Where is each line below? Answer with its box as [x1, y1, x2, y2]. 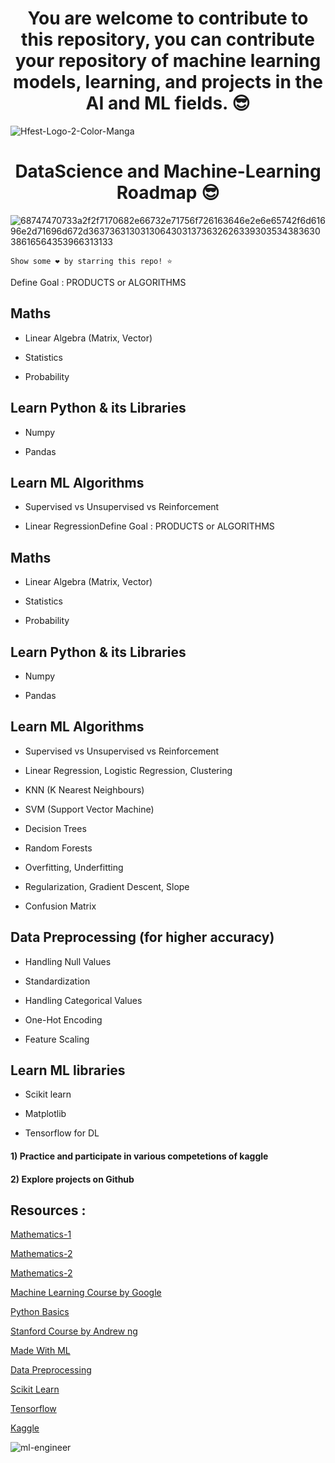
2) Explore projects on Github [10, 1173, 135, 1185]
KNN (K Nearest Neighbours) [24, 783, 145, 796]
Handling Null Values [24, 955, 112, 967]
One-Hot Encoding [24, 1013, 103, 1026]
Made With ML [10, 1345, 71, 1357]
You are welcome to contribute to [27, 7, 309, 30]
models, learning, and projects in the [13, 71, 323, 94]
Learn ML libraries [10, 1062, 126, 1079]
